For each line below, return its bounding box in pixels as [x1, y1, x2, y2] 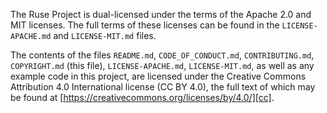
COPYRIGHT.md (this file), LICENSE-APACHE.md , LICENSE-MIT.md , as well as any [10, 60, 315, 71]
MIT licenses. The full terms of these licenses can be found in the [10, 19, 280, 31]
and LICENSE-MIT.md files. [53, 30, 157, 41]
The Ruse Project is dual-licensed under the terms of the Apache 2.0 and [10, 9, 312, 20]
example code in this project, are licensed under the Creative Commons [10, 70, 307, 82]
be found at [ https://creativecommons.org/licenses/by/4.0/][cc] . [10, 92, 275, 103]
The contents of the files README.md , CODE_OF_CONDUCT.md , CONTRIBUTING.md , [10, 49, 315, 61]
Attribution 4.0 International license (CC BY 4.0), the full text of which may [10, 81, 316, 93]
